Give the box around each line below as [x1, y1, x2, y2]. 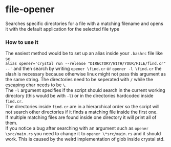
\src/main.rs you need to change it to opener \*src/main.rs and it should [5, 131, 161, 137]
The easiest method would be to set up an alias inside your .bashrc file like [5, 50, 163, 57]
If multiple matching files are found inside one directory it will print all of [5, 114, 157, 120]
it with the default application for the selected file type [5, 26, 119, 32]
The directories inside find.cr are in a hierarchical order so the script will [5, 104, 160, 110]
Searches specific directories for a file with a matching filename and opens [5, 20, 164, 27]
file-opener [5, 4, 55, 15]
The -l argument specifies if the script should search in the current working [5, 87, 165, 93]
